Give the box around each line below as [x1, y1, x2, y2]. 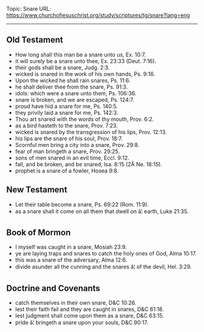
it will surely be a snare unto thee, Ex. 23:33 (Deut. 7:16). [15, 57, 157, 64]
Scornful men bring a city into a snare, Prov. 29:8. [15, 141, 140, 148]
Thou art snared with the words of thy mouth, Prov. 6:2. [15, 115, 154, 123]
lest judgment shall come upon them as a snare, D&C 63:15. [15, 312, 164, 319]
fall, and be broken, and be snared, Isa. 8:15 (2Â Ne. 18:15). [15, 160, 163, 168]
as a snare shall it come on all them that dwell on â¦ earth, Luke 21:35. [15, 208, 189, 215]
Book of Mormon [6, 228, 71, 238]
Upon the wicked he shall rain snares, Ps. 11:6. [15, 76, 131, 84]
